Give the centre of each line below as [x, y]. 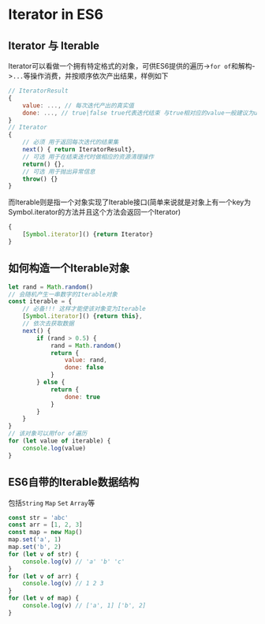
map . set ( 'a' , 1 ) [35, 540]
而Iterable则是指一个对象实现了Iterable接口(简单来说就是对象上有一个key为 [129, 202]
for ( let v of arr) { [44, 576]
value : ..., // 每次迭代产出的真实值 [78, 105]
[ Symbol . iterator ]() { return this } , [83, 316]
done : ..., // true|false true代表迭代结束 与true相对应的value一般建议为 [138, 113]
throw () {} [40, 179]
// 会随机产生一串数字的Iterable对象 [63, 294]
